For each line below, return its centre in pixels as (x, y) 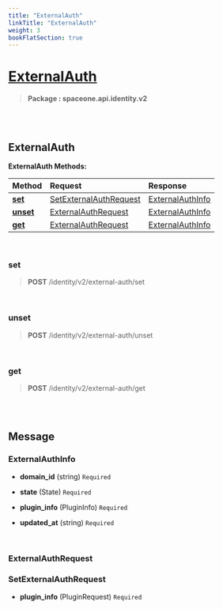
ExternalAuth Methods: (47, 166)
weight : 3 (25, 30)
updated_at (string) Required (67, 522)
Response (168, 185)
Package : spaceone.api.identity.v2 (87, 99)
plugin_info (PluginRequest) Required (81, 596)
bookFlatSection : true (45, 38)
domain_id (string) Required (65, 476)
